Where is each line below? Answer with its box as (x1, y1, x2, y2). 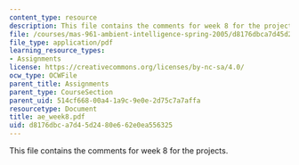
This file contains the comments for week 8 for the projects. (9, 145, 229, 156)
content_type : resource (9, 12, 98, 22)
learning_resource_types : (9, 46, 105, 55)
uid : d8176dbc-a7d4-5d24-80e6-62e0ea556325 (9, 121, 174, 130)
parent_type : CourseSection (9, 87, 114, 96)
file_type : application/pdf (9, 37, 114, 47)
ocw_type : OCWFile (9, 71, 77, 80)
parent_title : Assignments (9, 79, 109, 88)
